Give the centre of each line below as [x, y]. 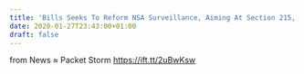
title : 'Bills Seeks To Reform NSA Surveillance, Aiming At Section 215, [153, 18]
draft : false [34, 34]
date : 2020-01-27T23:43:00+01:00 [73, 26]
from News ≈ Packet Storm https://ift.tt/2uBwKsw [103, 60]
